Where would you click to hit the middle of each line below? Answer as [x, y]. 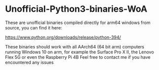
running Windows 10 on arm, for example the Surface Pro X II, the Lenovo [79, 52]
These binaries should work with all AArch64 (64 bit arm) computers [75, 47]
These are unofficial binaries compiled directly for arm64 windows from [78, 23]
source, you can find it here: [34, 27]
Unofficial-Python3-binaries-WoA [76, 9]
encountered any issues [30, 62]
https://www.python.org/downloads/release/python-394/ [63, 37]
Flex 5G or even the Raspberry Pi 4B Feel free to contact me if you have [78, 57]
